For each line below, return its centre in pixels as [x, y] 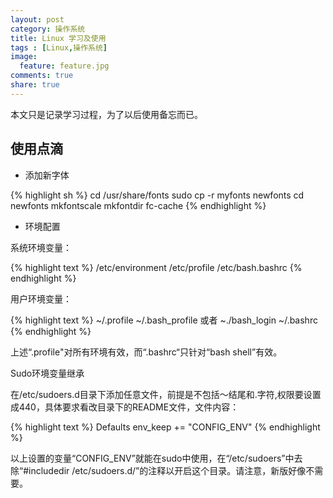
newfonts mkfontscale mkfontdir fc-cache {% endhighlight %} [138, 205]
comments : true [42, 76]
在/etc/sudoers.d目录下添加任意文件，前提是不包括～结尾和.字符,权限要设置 [166, 394]
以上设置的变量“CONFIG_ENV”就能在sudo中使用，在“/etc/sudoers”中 [152, 458]
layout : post [37, 19]
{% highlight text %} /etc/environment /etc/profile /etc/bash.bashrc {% [156, 267]
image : [24, 57]
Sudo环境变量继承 [47, 373]
